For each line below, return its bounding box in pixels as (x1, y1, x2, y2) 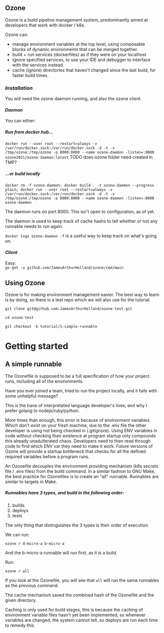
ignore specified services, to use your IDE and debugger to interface (12, 56, 151, 63)
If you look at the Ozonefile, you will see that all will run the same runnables (5, 577, 159, 583)
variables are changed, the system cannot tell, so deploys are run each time (5, 617, 158, 623)
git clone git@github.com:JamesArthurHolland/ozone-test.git (5, 306, 133, 312)
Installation (5, 84, 33, 91)
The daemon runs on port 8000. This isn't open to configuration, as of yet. (5, 209, 155, 215)
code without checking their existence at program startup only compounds (5, 433, 156, 438)
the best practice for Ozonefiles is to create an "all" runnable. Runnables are (5, 473, 159, 479)
